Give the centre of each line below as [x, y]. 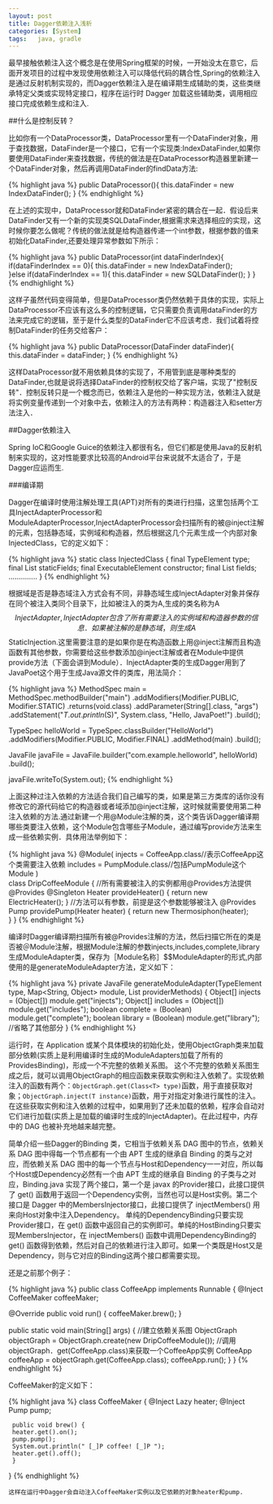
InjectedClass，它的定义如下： [60, 543]
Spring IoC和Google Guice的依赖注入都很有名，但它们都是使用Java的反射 [132, 448]
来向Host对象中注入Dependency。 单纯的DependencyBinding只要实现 [126, 1215]
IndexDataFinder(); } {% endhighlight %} [76, 194]
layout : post [30, 16]
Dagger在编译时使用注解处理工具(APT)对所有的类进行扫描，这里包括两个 [130, 502]
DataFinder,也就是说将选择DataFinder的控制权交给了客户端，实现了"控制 [130, 383]
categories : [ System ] [45, 31]
